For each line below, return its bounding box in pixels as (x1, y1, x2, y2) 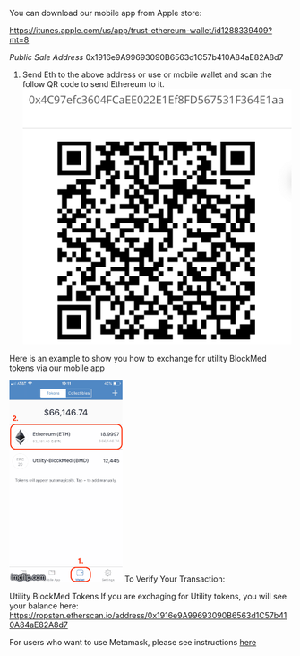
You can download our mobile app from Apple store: (9, 8, 202, 18)
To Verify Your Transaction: (124, 573, 226, 584)
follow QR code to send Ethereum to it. (21, 79, 165, 89)
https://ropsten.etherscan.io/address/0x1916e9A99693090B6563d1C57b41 (9, 609, 287, 620)
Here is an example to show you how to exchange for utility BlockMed (9, 353, 267, 363)
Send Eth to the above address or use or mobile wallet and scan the (21, 69, 272, 80)
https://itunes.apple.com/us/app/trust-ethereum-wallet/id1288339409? (9, 25, 273, 35)
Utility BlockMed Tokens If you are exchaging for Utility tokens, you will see (9, 590, 287, 601)
